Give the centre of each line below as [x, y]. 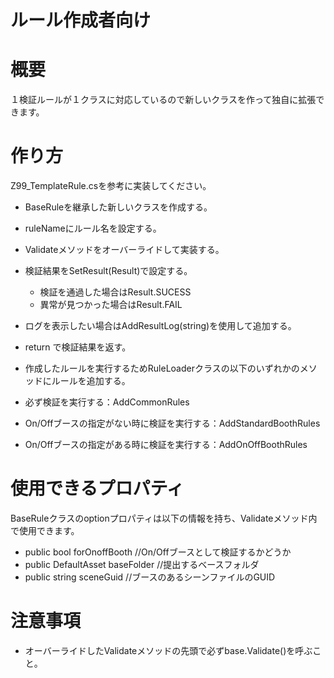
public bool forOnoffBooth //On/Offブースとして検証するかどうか [158, 552]
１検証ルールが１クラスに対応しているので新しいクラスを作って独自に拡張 [163, 100]
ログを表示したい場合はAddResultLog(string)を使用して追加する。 [160, 326]
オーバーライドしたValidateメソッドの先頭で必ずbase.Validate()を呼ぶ [168, 650]
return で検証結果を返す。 [78, 347]
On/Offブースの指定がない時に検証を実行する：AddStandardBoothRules [172, 423]
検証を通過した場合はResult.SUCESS [115, 292]
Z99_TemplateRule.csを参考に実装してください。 [111, 186]
